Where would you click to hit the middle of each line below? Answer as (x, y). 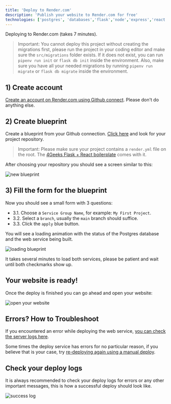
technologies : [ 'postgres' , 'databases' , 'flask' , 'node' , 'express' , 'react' (87, 19)
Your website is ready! (42, 281)
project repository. (25, 139)
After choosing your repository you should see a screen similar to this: (79, 164)
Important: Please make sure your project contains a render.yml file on (92, 149)
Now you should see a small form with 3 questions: (59, 203)
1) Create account (34, 87)
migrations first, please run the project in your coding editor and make (91, 50)
